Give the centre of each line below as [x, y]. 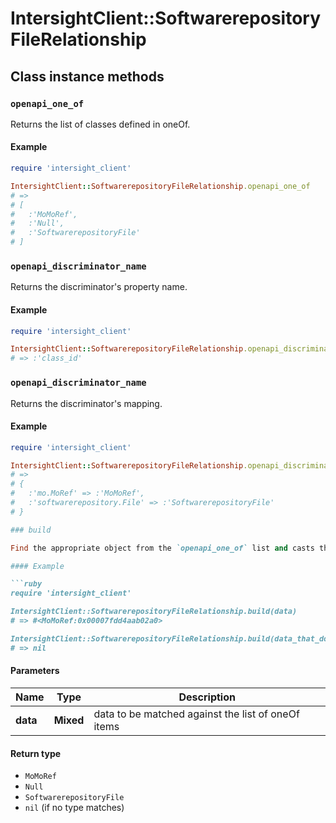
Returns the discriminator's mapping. [86, 403]
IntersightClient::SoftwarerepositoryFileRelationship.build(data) [154, 612]
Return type [36, 753]
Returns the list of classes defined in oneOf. [100, 124]
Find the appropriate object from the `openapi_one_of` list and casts [162, 548]
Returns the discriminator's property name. [99, 287]
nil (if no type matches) [74, 808]
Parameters [35, 671]
